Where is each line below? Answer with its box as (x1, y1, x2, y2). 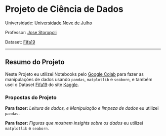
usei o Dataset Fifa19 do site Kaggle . (5, 82, 79, 88)
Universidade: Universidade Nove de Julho (5, 20, 92, 26)
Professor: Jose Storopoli (5, 29, 57, 35)
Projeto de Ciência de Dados (5, 3, 124, 15)
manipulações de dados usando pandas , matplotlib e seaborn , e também (5, 76, 153, 82)
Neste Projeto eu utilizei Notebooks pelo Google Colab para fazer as (5, 71, 144, 77)
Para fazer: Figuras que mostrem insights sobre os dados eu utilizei (5, 120, 143, 126)
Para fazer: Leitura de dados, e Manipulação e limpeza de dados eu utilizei (5, 105, 159, 111)
